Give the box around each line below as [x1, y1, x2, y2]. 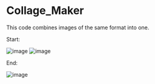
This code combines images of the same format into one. [6, 24, 150, 31]
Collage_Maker [6, 4, 84, 18]
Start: [6, 35, 20, 43]
